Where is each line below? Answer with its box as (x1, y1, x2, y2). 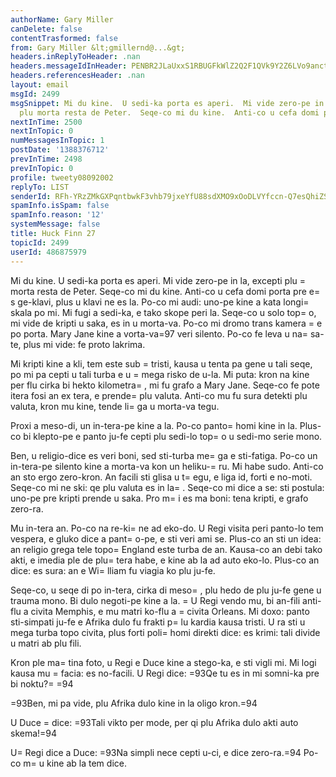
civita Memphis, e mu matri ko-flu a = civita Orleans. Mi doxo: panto (30, 605, 310, 617)
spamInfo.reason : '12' (10, 210, 105, 220)
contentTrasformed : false (10, 33, 118, 43)
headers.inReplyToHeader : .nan (10, 52, 141, 62)
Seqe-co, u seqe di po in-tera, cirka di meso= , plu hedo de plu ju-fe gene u (10, 584, 322, 596)
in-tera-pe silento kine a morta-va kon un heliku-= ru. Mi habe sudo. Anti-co (10, 460, 324, 472)
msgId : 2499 (10, 89, 60, 99)
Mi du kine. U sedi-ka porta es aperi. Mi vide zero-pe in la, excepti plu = (10, 274, 307, 286)
